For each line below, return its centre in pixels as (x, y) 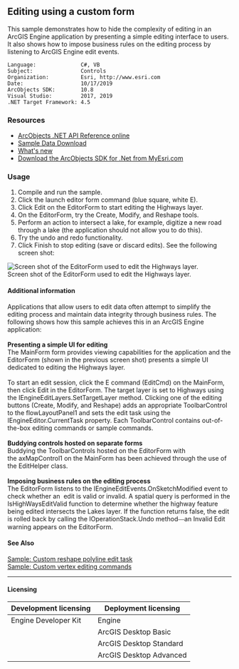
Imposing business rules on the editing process (79, 481)
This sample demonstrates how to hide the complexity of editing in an (110, 29)
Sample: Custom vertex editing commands (70, 566)
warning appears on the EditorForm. (60, 526)
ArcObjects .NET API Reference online (74, 136)
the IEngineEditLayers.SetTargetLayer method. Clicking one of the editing (115, 397)
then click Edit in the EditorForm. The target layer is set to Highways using (116, 390)
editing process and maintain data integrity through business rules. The (112, 314)
